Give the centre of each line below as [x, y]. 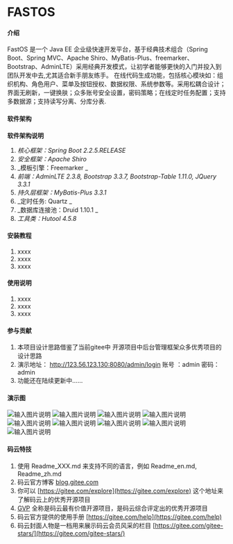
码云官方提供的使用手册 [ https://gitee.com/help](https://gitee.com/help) [119, 517]
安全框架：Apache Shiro [52, 159]
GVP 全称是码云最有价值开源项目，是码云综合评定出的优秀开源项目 [112, 508]
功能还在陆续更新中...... [50, 381]
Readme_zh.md [40, 474]
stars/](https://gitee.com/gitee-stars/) [71, 533]
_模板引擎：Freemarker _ [53, 167]
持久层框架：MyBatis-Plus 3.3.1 [62, 192]
